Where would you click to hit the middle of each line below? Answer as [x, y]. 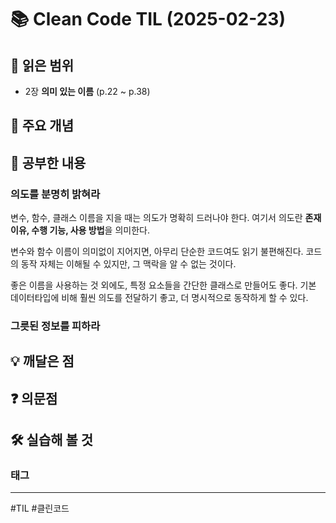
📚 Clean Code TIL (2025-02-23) [148, 19]
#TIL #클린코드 [40, 508]
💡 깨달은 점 [42, 361]
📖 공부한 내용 [48, 162]
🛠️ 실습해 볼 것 [52, 440]
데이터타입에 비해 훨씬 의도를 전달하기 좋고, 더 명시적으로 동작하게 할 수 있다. [159, 298]
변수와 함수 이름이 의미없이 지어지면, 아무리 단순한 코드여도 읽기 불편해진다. [157, 252]
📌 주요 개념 [42, 126]
